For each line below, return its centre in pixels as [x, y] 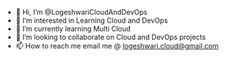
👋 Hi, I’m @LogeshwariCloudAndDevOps [82, 12]
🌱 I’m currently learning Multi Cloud [73, 29]
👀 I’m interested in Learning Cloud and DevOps [91, 20]
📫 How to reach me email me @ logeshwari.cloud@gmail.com [117, 46]
